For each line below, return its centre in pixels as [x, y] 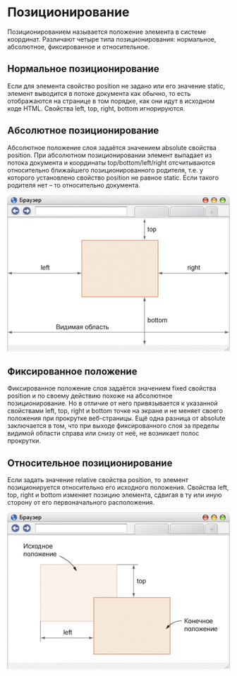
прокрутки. [24, 441]
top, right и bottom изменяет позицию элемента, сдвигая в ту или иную [115, 495]
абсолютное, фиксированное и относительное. [79, 47]
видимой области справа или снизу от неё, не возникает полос [103, 434]
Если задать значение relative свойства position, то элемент [98, 479]
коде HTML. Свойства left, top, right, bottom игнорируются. [96, 108]
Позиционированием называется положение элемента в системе [107, 32]
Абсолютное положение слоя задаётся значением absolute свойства [112, 147]
